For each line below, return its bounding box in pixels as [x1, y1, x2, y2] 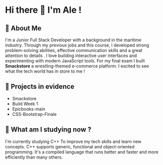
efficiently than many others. [5, 154, 63, 160]
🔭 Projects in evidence [5, 82, 74, 91]
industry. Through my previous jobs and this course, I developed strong [5, 42, 149, 48]
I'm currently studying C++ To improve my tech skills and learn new [5, 138, 142, 144]
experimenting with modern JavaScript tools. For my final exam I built [5, 58, 145, 63]
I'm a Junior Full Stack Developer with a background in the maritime [5, 37, 142, 43]
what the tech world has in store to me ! [5, 68, 85, 74]
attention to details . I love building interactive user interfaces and [5, 53, 137, 58]
